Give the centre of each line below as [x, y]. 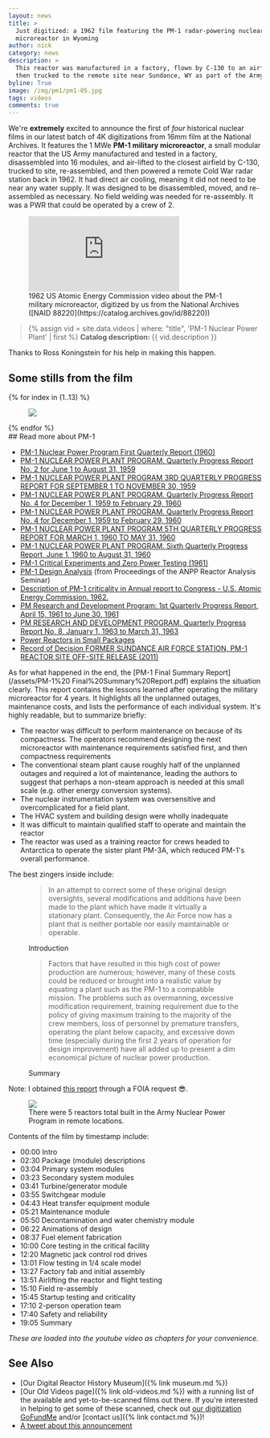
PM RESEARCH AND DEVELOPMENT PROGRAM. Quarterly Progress [133, 623]
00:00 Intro [39, 1152]
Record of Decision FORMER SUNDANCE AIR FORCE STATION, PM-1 [133, 648]
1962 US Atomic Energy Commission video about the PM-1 [125, 296]
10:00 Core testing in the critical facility [85, 1245]
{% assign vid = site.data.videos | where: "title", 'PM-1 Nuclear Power [143, 329]
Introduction [49, 948]
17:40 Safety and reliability [64, 1313]
